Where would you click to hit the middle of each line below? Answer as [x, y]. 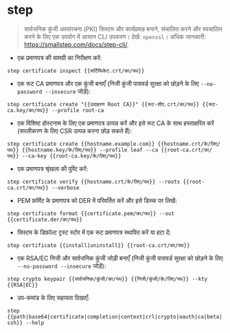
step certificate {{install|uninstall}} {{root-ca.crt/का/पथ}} [99, 245]
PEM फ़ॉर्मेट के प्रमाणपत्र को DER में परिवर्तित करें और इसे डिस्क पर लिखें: [97, 200]
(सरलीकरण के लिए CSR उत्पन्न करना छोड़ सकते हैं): [74, 131]
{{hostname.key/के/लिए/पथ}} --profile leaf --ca [90, 150]
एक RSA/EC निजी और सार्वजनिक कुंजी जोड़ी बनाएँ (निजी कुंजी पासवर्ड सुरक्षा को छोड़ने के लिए [120, 258]
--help [35, 323]
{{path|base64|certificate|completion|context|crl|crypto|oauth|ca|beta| [115, 316]
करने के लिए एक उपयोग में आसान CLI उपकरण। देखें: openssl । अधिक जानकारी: [115, 36]
